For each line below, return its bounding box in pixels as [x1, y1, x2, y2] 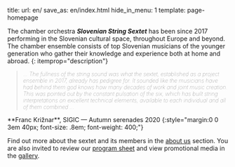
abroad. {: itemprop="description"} [7, 57, 109, 65]
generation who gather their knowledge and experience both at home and [7, 49, 221, 58]
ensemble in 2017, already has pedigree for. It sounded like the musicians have [23, 77, 219, 84]
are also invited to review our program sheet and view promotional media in [7, 144, 225, 152]
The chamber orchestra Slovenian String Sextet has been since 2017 [7, 27, 208, 35]
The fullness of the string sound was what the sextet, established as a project [29, 70, 220, 78]
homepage [7, 13, 39, 22]
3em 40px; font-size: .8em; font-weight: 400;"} [7, 123, 144, 131]
